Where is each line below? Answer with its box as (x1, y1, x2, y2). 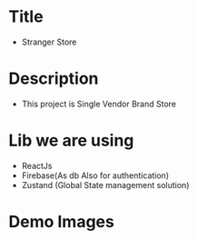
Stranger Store (21, 36, 77, 47)
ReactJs (21, 160, 53, 171)
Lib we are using (8, 130, 134, 151)
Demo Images (8, 212, 114, 232)
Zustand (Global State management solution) (21, 179, 190, 190)
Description (8, 68, 99, 89)
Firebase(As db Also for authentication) (21, 170, 170, 181)
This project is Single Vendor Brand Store (21, 98, 176, 109)
